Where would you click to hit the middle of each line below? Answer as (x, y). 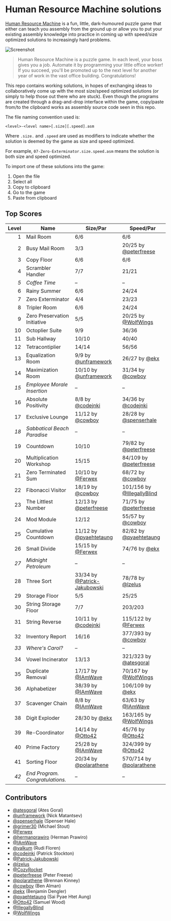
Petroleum (38, 566)
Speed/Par (143, 228)
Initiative (36, 322)
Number (36, 508)
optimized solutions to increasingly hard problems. (58, 40)
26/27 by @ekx (141, 358)
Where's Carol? (45, 648)
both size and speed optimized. (38, 156)
